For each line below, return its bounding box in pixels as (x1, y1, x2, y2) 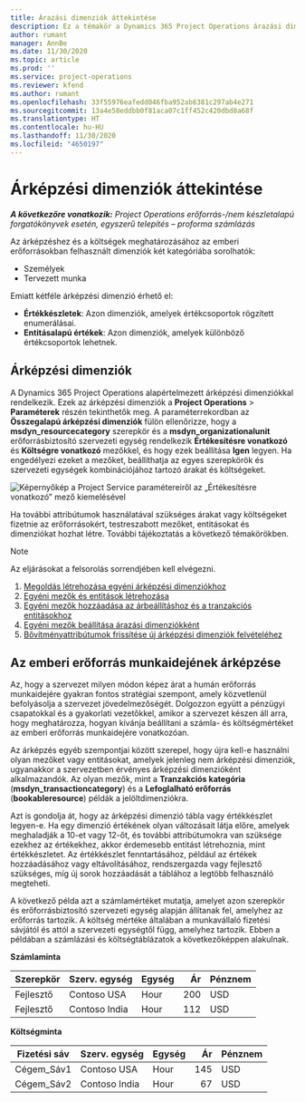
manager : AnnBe (10, 38, 68, 48)
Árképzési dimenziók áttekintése (10, 179, 263, 199)
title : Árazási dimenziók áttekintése (10, 13, 157, 23)
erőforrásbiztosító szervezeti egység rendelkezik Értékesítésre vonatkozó (10, 435, 288, 446)
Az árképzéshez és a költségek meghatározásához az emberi (10, 236, 239, 246)
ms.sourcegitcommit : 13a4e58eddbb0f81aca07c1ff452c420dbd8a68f (10, 106, 254, 115)
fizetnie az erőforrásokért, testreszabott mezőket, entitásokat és (10, 518, 250, 529)
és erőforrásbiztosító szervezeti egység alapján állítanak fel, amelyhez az (10, 905, 283, 916)
